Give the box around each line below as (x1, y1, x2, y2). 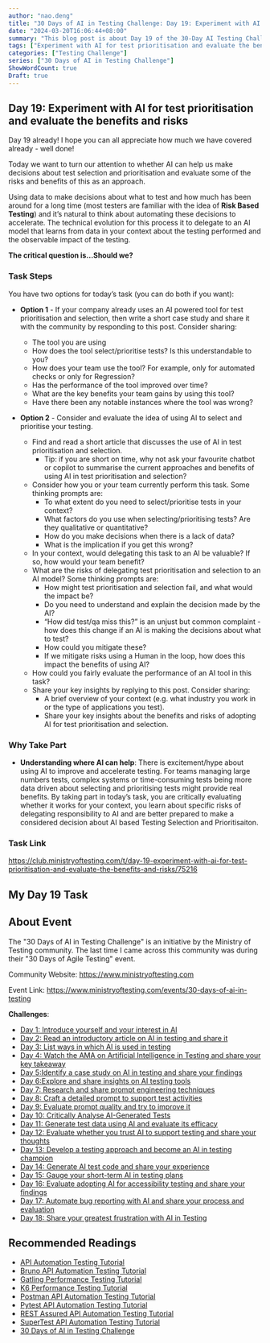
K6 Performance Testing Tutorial (19, 1283, 128, 1293)
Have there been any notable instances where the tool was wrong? (31, 397, 254, 407)
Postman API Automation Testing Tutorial (19, 1291, 156, 1301)
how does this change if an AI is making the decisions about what (43, 625, 261, 634)
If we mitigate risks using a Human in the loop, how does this (43, 651, 246, 660)
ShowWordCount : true (8, 64, 78, 72)
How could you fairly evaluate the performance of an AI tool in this (31, 667, 252, 677)
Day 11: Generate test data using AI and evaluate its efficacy (19, 1118, 219, 1128)
